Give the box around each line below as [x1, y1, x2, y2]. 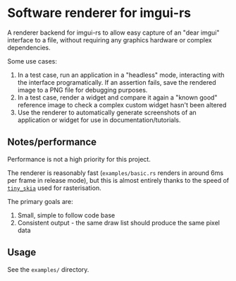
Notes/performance [7, 136, 97, 148]
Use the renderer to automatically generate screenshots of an [17, 108, 197, 116]
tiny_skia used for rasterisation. [7, 184, 101, 192]
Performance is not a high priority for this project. [7, 155, 151, 163]
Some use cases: [7, 56, 58, 65]
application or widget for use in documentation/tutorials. [17, 115, 181, 124]
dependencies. [7, 43, 51, 52]
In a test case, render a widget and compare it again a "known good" [17, 93, 218, 102]
